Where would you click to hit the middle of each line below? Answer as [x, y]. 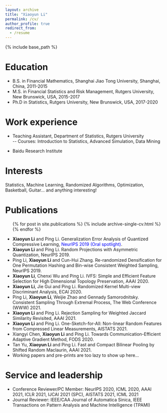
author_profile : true [28, 24]
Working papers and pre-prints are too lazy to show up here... [76, 355]
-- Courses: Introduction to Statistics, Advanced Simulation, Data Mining [86, 141]
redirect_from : [21, 28]
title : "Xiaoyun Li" [27, 14]
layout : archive [22, 10]
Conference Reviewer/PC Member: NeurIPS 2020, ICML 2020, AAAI [82, 389]
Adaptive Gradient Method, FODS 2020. [53, 339]
